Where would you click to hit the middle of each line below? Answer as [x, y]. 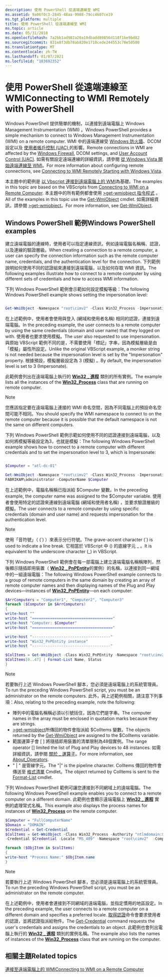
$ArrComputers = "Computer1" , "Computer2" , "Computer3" [64, 600]
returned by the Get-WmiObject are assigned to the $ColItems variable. [86, 735]
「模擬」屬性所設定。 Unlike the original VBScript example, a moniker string [82, 349]
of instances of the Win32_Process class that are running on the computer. [83, 939]
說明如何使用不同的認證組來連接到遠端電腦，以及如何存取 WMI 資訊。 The [81, 268]
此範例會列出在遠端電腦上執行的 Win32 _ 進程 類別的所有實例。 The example [84, 376]
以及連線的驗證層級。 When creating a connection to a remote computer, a [81, 250]
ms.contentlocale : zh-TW [31, 52]
